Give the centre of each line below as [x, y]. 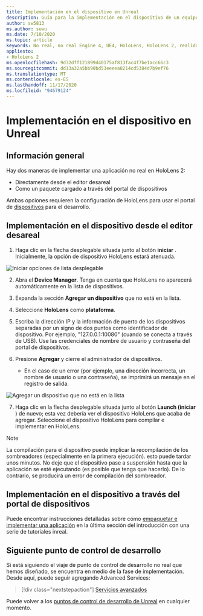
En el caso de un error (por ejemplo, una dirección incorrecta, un [105, 371]
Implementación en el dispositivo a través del [93, 495]
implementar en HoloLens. [48, 426]
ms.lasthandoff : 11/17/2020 [42, 85]
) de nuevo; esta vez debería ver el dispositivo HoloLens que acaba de [103, 413]
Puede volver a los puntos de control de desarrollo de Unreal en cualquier [98, 601]
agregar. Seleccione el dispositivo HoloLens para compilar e [90, 420]
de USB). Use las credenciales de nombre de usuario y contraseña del [102, 340]
